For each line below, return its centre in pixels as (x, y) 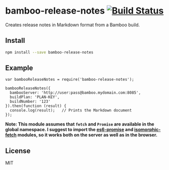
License (18, 151)
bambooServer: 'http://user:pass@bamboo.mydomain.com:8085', (75, 93)
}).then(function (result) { (36, 106)
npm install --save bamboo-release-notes (49, 52)
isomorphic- (148, 130)
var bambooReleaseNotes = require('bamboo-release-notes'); (70, 80)
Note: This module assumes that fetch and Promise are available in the (80, 124)
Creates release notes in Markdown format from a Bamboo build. (73, 25)
